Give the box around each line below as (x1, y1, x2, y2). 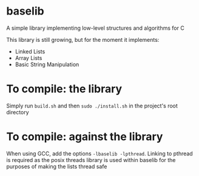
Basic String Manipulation (15, 61, 79, 68)
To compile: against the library (6, 130, 163, 144)
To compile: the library (6, 82, 123, 96)
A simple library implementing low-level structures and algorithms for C (6, 24, 185, 32)
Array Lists (15, 54, 42, 61)
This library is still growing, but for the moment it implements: (6, 36, 160, 43)
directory (6, 108, 29, 116)
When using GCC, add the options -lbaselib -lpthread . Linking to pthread (6, 150, 193, 157)
